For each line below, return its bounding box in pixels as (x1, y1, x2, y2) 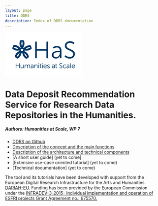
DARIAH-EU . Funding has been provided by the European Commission (5, 185, 148, 191)
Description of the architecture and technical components (12, 149, 129, 155)
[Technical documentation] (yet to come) (12, 165, 95, 171)
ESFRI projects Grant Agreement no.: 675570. (5, 195, 97, 201)
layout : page (5, 8, 32, 13)
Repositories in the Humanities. (5, 109, 136, 121)
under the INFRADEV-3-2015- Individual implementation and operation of (5, 190, 154, 196)
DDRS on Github (12, 138, 46, 144)
